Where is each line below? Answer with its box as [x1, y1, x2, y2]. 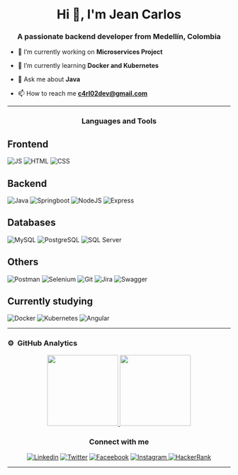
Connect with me [89, 437, 149, 447]
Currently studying [7, 295, 93, 307]
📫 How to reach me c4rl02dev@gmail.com [17, 89, 148, 98]
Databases [7, 217, 57, 229]
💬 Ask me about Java [17, 75, 81, 84]
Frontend [7, 138, 49, 150]
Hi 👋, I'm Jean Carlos [56, 6, 182, 23]
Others [7, 256, 39, 268]
